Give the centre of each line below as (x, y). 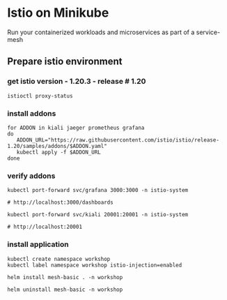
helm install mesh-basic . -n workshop (65, 277)
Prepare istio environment (65, 62)
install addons (32, 113)
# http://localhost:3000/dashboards (60, 203)
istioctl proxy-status (40, 96)
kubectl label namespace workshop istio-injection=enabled (95, 265)
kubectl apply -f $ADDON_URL (58, 152)
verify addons (31, 176)
